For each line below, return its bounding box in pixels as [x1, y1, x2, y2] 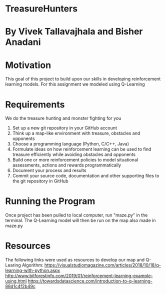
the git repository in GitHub [12, 178, 68, 184]
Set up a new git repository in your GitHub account [12, 125, 117, 131]
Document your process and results [12, 167, 86, 173]
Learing [5, 262, 21, 268]
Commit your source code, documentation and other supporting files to [12, 173, 159, 179]
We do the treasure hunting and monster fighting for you [5, 115, 121, 121]
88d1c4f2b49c [5, 283, 36, 289]
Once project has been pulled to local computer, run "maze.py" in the [5, 212, 148, 218]
